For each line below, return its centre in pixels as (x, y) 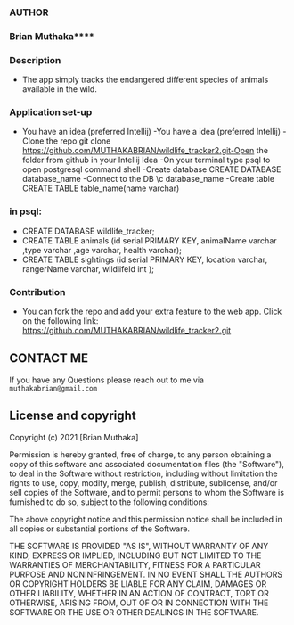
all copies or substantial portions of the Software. (99, 529)
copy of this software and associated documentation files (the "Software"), (147, 464)
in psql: (26, 211)
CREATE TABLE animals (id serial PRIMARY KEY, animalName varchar (150, 240)
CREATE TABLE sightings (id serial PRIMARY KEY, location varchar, (145, 259)
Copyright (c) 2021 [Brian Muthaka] (74, 437)
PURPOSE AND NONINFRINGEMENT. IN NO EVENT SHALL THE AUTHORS (146, 574)
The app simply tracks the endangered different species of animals (145, 80)
